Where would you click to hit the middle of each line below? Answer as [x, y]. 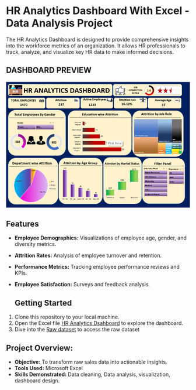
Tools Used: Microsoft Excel [48, 368]
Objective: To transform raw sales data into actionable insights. [91, 362]
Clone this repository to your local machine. [67, 317]
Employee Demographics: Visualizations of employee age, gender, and [100, 238]
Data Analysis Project [59, 23]
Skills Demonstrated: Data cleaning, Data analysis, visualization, [92, 374]
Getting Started [43, 303]
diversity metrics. [35, 244]
